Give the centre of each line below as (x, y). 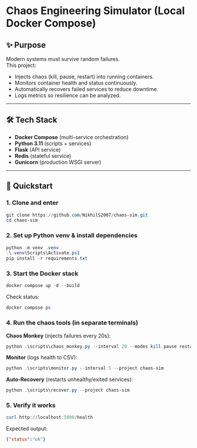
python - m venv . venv (33, 248)
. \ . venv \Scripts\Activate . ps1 (43, 253)
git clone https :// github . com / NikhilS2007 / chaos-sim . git (77, 215)
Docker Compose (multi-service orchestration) (72, 137)
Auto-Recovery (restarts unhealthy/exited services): (69, 379)
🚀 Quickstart (29, 186)
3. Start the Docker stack (42, 274)
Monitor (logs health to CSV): (42, 358)
